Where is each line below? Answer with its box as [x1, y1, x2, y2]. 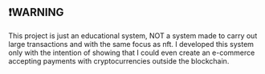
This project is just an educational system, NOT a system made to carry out [8, 30, 258, 41]
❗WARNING [8, 6, 64, 19]
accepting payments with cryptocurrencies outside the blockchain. [8, 56, 230, 65]
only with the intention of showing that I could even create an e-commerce [8, 48, 255, 57]
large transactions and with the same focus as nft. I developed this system [8, 39, 255, 49]
